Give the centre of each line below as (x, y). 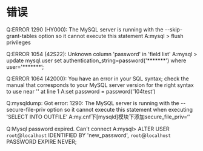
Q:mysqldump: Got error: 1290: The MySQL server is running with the (93, 103)
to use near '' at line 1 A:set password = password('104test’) (81, 91)
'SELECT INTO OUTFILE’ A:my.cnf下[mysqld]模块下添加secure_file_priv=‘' (98, 117)
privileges (19, 42)
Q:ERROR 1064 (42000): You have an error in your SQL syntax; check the (98, 79)
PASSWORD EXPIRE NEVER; (42, 141)
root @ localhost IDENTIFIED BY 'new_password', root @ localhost (89, 135)
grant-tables (22, 36)
